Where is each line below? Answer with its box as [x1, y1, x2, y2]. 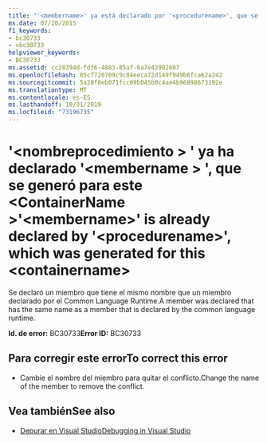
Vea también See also [8, 405, 116, 418]
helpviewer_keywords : [8, 49, 80, 57]
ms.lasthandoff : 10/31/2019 [8, 101, 102, 109]
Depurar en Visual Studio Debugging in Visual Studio [19, 425, 191, 435]
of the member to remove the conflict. [19, 381, 145, 391]
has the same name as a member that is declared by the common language [8, 304, 256, 314]
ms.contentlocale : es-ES [8, 93, 91, 101]
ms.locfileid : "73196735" [8, 109, 94, 117]
